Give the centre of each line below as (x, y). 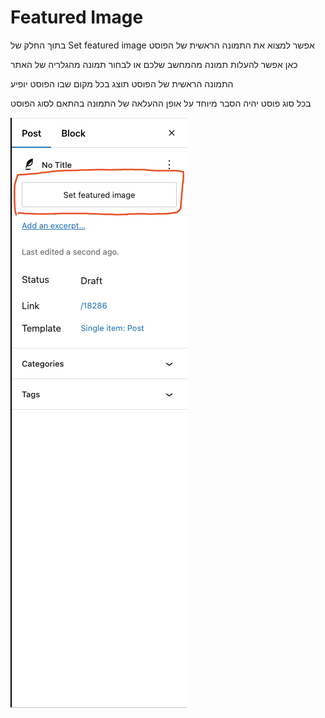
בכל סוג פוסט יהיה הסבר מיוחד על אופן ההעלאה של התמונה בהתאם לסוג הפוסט (161, 103)
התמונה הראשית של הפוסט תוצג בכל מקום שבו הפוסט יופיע (122, 83)
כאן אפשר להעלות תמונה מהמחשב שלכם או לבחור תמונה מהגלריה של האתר (154, 64)
